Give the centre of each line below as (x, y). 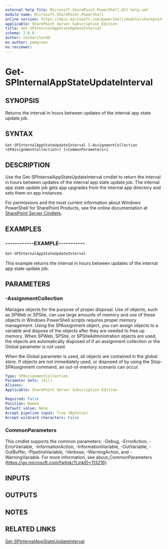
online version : (22, 19)
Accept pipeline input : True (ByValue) (47, 413)
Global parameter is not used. (36, 346)
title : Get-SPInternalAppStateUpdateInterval (53, 28)
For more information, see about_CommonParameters (97, 457)
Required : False (22, 399)
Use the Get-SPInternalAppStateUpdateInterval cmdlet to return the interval (83, 177)
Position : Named (22, 403)
